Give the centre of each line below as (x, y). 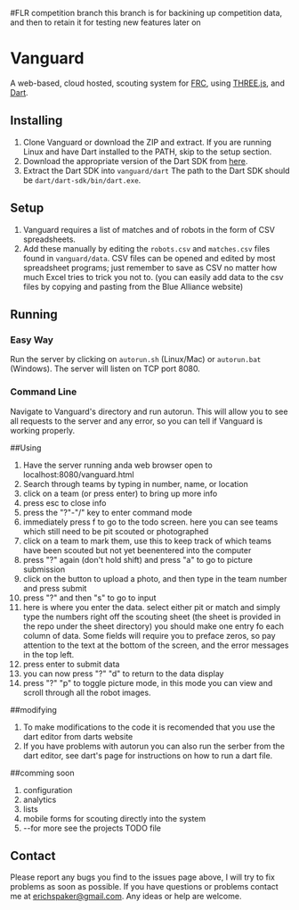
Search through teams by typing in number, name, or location (135, 484)
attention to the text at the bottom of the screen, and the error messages (156, 645)
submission (44, 569)
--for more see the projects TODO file (92, 828)
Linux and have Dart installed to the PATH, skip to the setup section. (147, 152)
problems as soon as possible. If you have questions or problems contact (144, 887)
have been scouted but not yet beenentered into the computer (137, 550)
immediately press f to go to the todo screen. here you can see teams (150, 522)
